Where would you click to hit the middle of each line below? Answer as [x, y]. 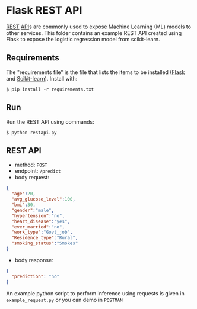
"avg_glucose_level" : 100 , [44, 199]
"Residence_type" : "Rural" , [45, 238]
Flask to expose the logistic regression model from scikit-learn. [83, 39]
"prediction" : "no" [36, 276]
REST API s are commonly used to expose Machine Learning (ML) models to [99, 27]
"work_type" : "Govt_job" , [42, 232]
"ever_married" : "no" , [38, 227]
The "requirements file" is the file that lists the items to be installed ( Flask [96, 72]
